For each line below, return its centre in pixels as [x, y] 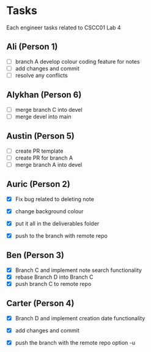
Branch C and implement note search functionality [79, 270]
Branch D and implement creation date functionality [80, 318]
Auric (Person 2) [38, 184]
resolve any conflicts [42, 75]
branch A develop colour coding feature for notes [77, 61]
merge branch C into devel [49, 109]
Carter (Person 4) [40, 303]
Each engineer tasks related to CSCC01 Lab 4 [64, 28]
